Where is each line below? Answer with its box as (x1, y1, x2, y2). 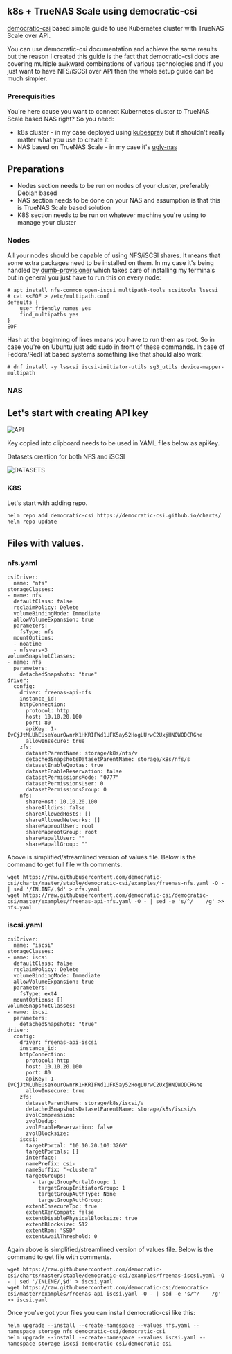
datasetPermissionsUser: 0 (25, 780, 104, 787)
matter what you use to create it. (17, 135, 110, 144)
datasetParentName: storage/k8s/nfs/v (25, 749, 138, 757)
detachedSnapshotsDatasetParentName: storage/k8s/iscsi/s (25, 1106, 197, 1113)
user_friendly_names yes (19, 305, 91, 312)
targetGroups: (25, 1172, 67, 1180)
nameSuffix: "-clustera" (25, 1167, 98, 1174)
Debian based (17, 189, 57, 197)
